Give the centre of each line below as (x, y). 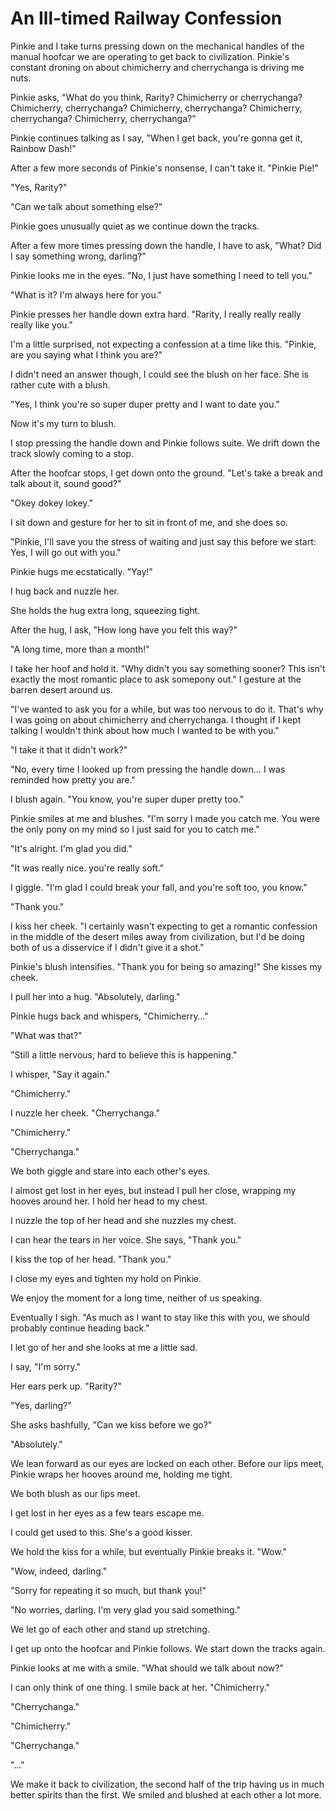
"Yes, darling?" (41, 1405)
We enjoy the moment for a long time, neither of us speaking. (136, 1298)
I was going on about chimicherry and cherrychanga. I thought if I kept (156, 719)
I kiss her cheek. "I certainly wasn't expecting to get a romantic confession (164, 926)
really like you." (41, 324)
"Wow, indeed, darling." (59, 1571)
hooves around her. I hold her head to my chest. (109, 1201)
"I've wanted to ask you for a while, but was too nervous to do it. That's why (167, 709)
